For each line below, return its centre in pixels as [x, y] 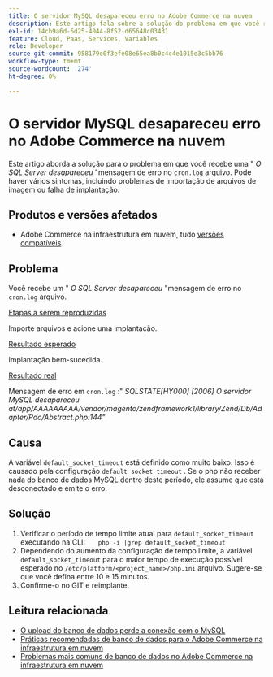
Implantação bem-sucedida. [56, 360]
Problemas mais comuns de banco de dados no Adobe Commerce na [136, 656]
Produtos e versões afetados [83, 215]
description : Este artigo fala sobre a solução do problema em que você [134, 24]
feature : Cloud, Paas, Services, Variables [83, 39]
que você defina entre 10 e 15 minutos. [85, 576]
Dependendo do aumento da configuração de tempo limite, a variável [136, 550]
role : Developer [36, 46]
